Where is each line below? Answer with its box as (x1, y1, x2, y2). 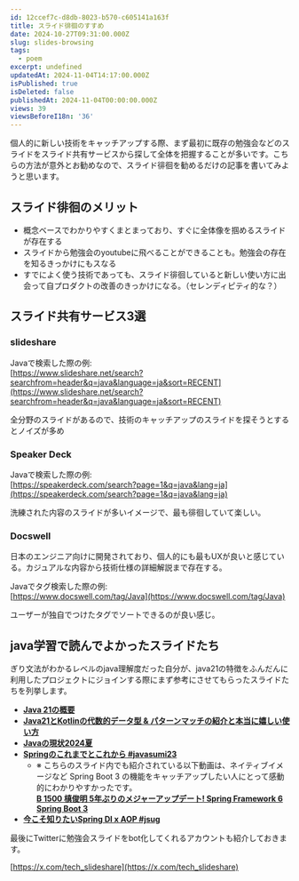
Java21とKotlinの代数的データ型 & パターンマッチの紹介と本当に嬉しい (22, 716, 283, 726)
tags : (10, 46, 30, 55)
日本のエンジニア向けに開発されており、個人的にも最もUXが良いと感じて (10, 551, 278, 562)
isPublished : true (10, 79, 78, 88)
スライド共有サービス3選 (10, 308, 146, 324)
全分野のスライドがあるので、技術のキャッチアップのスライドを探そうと (10, 414, 274, 425)
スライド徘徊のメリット (10, 199, 138, 214)
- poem (18, 54, 43, 63)
